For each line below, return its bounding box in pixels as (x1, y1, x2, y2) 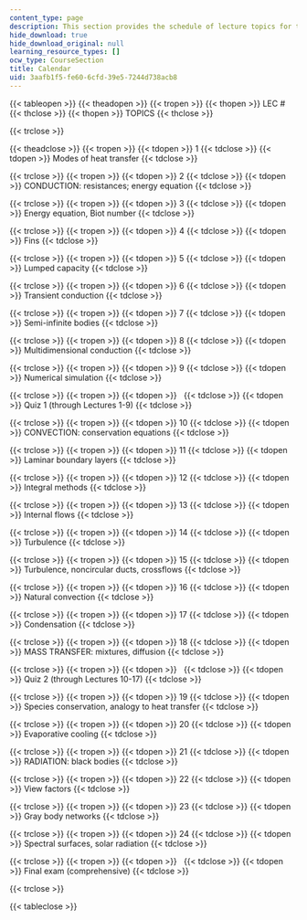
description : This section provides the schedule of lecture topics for (9, 22, 292, 31)
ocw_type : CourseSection (9, 56, 104, 65)
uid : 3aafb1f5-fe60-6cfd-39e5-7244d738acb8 (9, 73, 178, 82)
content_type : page (9, 13, 84, 23)
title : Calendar (9, 65, 71, 74)
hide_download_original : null (9, 38, 125, 48)
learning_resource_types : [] (9, 48, 121, 57)
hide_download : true (9, 30, 89, 39)
